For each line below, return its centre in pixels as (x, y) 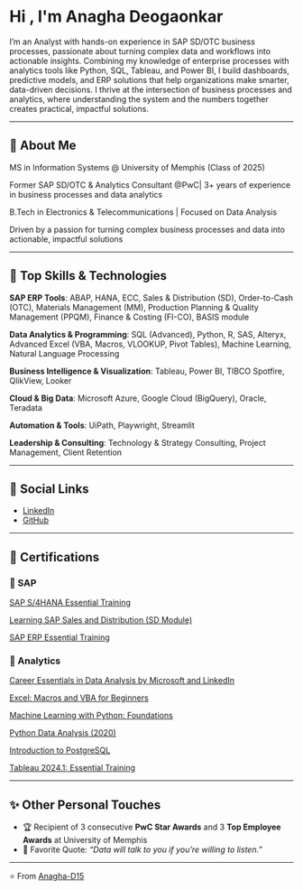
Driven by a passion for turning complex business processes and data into (147, 229)
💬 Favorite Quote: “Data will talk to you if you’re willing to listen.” (142, 849)
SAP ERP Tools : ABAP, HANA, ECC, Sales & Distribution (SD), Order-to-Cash (151, 297)
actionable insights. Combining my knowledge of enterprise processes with (150, 60)
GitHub (36, 520)
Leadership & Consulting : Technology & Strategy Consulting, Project (138, 442)
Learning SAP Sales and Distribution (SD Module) (101, 620)
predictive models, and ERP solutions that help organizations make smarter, (150, 79)
